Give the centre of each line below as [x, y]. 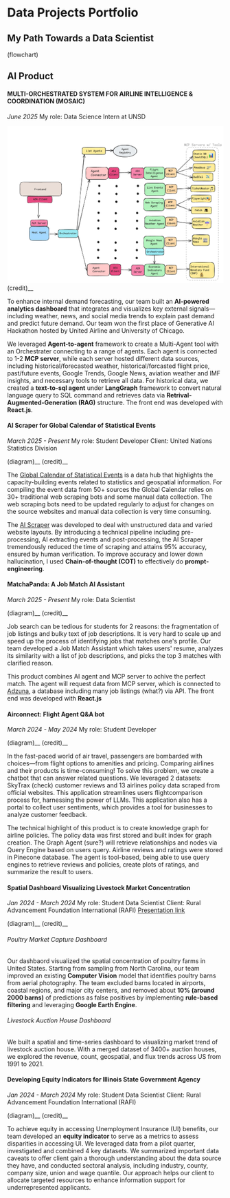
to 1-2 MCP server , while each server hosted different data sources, [104, 358]
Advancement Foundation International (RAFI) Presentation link [96, 910]
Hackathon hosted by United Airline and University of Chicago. [96, 330]
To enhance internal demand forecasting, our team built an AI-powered [108, 301]
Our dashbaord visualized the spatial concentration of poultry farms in [106, 961]
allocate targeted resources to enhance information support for [96, 1180]
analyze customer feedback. [47, 815]
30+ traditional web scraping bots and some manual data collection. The [110, 497]
